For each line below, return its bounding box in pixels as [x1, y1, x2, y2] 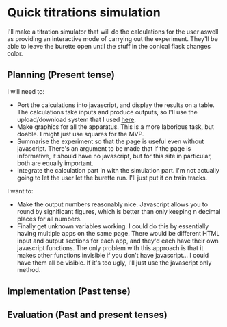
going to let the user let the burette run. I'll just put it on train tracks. [16, 173, 208, 182]
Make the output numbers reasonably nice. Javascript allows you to [16, 200, 209, 208]
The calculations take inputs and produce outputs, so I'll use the [16, 108, 198, 116]
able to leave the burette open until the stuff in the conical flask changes [7, 42, 211, 50]
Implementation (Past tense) [7, 286, 131, 298]
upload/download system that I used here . [16, 115, 137, 123]
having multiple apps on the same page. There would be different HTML [16, 229, 220, 237]
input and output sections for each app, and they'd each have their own [16, 237, 219, 245]
